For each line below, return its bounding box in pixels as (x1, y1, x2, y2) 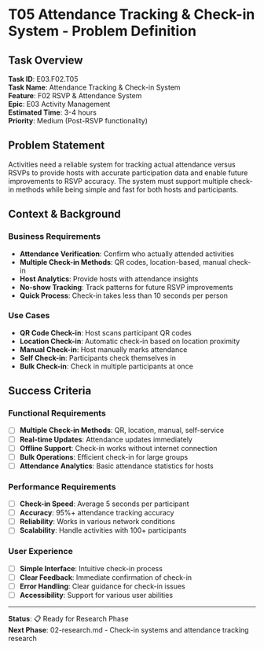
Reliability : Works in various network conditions (19, 517, 175, 526)
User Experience (8, 546, 73, 557)
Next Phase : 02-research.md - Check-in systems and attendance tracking (8, 625, 249, 634)
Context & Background (8, 207, 122, 221)
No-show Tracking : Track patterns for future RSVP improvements (19, 282, 233, 291)
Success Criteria (8, 384, 92, 398)
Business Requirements (8, 231, 101, 242)
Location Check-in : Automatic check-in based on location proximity (19, 336, 240, 346)
